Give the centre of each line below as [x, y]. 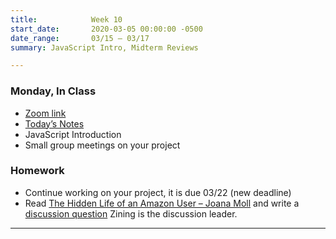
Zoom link [45, 113]
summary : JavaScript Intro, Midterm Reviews [104, 47]
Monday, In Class [53, 91]
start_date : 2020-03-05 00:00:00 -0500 [106, 29]
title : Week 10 [66, 19]
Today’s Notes [54, 123]
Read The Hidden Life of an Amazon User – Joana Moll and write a [162, 203]
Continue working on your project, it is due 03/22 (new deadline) [158, 192]
